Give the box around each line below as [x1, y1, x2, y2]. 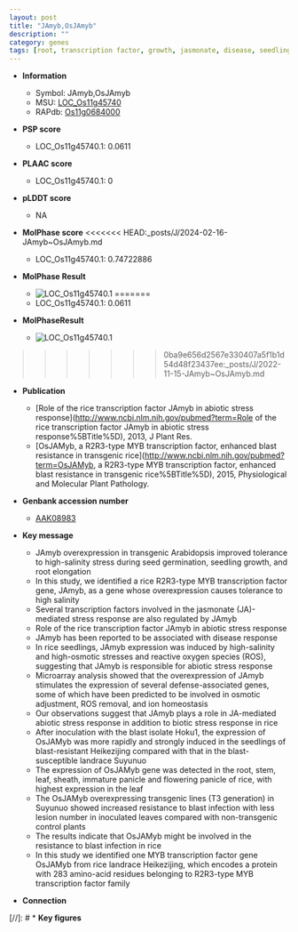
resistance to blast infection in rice [35, 840, 162, 851]
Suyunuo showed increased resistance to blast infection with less [35, 802, 275, 814]
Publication [21, 386, 66, 397]
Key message [21, 530, 74, 541]
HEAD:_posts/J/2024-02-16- [122, 228, 228, 238]
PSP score [21, 124, 61, 134]
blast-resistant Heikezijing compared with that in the [35, 746, 226, 757]
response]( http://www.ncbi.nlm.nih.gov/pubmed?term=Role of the [35, 413, 277, 423]
